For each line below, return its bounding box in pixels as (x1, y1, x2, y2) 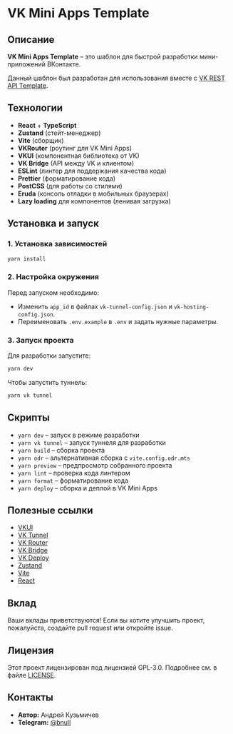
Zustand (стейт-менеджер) (17, 129, 101, 137)
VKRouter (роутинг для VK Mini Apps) (17, 144, 133, 152)
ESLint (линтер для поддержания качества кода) (17, 166, 167, 175)
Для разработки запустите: (7, 351, 91, 360)
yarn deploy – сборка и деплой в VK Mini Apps (17, 483, 158, 492)
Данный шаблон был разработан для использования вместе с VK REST (7, 74, 226, 82)
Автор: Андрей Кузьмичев (17, 710, 99, 719)
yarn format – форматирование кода (17, 476, 129, 485)
